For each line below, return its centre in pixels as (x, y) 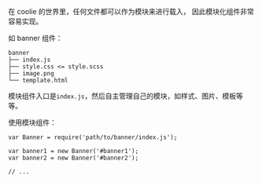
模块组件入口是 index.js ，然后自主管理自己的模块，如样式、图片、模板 (122, 96)
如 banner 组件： (35, 38)
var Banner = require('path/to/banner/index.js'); (93, 137)
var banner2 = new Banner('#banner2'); (74, 158)
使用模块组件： (32, 123)
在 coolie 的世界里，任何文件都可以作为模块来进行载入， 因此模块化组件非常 (131, 11)
